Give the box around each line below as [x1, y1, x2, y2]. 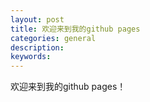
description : [10, 42, 65, 53]
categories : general [10, 33, 97, 43]
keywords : [10, 52, 52, 62]
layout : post [10, 14, 65, 25]
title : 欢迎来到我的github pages [10, 24, 141, 34]
